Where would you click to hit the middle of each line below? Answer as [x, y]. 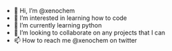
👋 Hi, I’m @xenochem [44, 11]
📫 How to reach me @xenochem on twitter [75, 40]
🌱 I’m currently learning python [58, 25]
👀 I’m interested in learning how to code [70, 18]
